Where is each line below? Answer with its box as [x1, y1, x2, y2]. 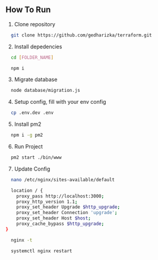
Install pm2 [14, 120, 42, 128]
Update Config [14, 165, 50, 172]
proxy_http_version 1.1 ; [16, 199, 78, 205]
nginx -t [11, 237, 33, 243]
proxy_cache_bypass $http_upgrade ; [16, 221, 105, 227]
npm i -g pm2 [11, 132, 43, 138]
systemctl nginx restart [11, 247, 72, 254]
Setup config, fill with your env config [14, 98, 106, 106]
